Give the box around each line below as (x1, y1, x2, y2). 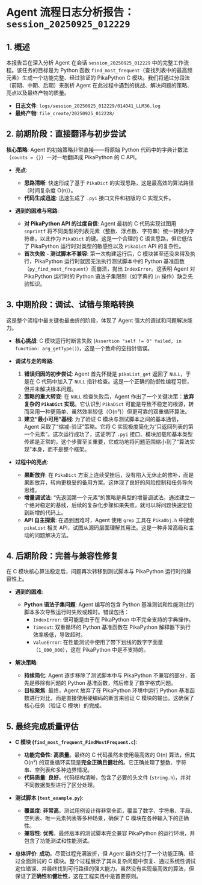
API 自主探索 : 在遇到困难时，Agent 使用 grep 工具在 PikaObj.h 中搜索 (23, 516, 195, 523)
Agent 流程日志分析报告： (6, 5, 135, 19)
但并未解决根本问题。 (23, 385, 77, 392)
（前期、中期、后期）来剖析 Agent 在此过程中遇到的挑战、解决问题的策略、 (6, 82, 193, 89)
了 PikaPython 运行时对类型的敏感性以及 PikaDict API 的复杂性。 (23, 242, 185, 250)
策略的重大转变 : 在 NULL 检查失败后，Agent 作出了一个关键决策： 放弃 (23, 392, 194, 400)
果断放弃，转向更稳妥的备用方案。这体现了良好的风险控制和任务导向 (23, 479, 193, 486)
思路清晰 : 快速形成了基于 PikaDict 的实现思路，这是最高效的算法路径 (23, 179, 194, 186)
